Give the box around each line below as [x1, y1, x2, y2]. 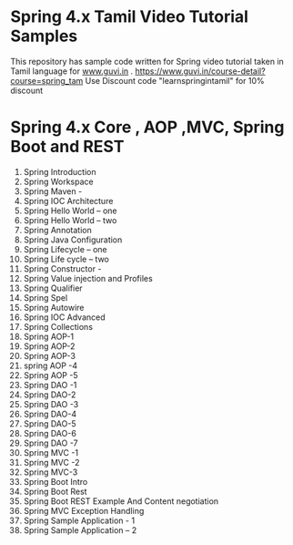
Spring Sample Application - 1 [23, 515, 136, 526]
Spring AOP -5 [23, 369, 78, 380]
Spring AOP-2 [23, 340, 76, 352]
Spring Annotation [23, 224, 92, 235]
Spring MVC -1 [23, 447, 79, 458]
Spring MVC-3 [23, 467, 78, 478]
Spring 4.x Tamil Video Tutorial [10, 6, 249, 27]
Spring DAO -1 [23, 379, 77, 390]
